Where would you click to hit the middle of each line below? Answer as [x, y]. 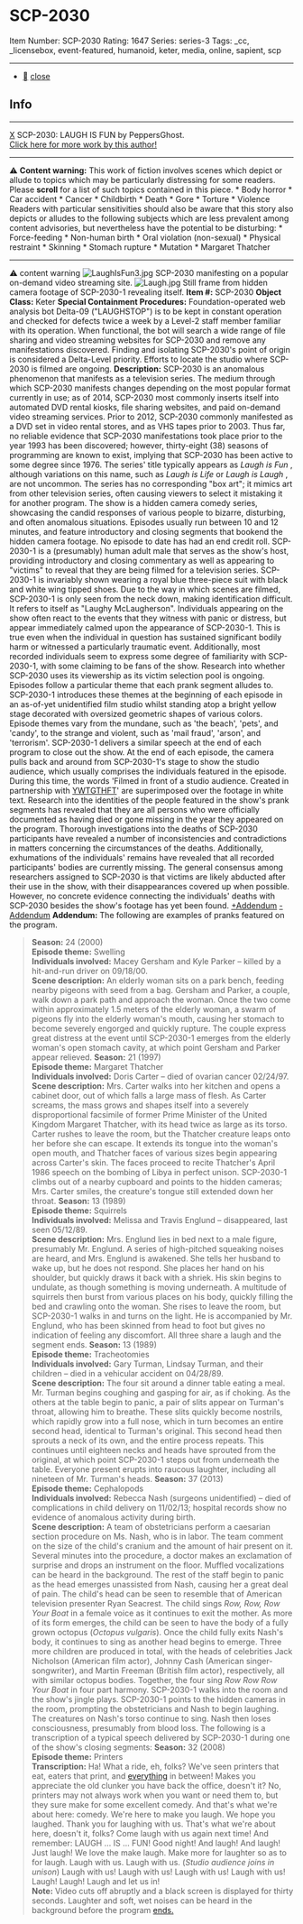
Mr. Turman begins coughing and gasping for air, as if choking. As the [161, 1392]
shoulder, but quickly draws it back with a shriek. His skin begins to [156, 1277]
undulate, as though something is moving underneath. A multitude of [159, 1287]
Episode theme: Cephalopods [87, 1488]
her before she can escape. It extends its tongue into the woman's [154, 1143]
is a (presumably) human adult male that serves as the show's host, [163, 550]
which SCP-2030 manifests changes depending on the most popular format [150, 388]
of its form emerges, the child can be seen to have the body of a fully [160, 1622]
